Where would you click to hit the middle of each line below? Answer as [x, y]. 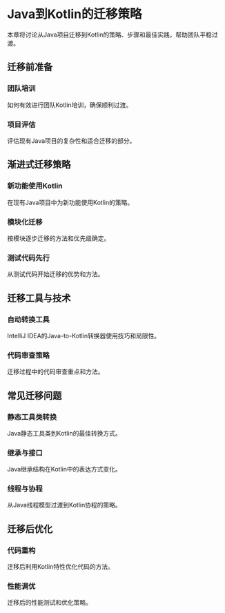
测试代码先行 [29, 257]
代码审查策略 [29, 355]
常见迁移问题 [35, 395]
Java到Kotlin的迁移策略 [75, 14]
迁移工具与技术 [39, 298]
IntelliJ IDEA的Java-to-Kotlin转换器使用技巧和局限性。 [84, 335]
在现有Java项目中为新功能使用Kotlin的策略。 [70, 202]
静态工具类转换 [32, 417]
